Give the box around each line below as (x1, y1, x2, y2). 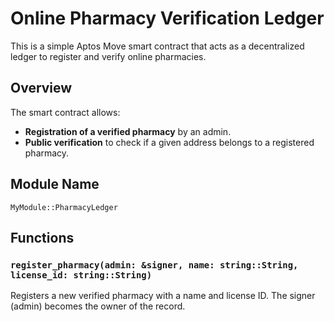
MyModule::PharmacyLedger (10, 202, 118, 212)
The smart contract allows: (10, 106, 121, 118)
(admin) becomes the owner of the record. (10, 300, 186, 312)
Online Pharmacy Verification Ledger (10, 7, 325, 30)
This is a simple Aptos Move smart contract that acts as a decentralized (10, 40, 305, 52)
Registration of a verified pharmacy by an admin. (24, 125, 232, 137)
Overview (10, 80, 73, 97)
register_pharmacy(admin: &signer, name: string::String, (10, 259, 299, 271)
